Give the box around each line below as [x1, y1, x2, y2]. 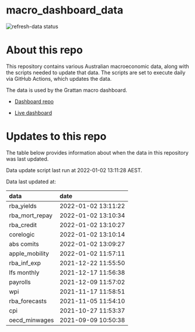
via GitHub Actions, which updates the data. [6, 75, 112, 82]
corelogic [9, 230, 35, 238]
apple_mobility [9, 249, 50, 258]
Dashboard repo [14, 98, 54, 105]
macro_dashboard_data [6, 4, 124, 17]
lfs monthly [9, 268, 40, 276]
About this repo [6, 43, 83, 57]
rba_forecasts [9, 297, 47, 305]
